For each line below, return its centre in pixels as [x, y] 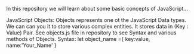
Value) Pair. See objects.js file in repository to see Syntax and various [91, 33]
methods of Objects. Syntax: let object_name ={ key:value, [78, 39]
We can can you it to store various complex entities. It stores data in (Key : [97, 26]
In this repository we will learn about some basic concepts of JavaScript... [97, 9]
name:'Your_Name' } [31, 45]
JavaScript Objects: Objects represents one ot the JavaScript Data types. [96, 20]
